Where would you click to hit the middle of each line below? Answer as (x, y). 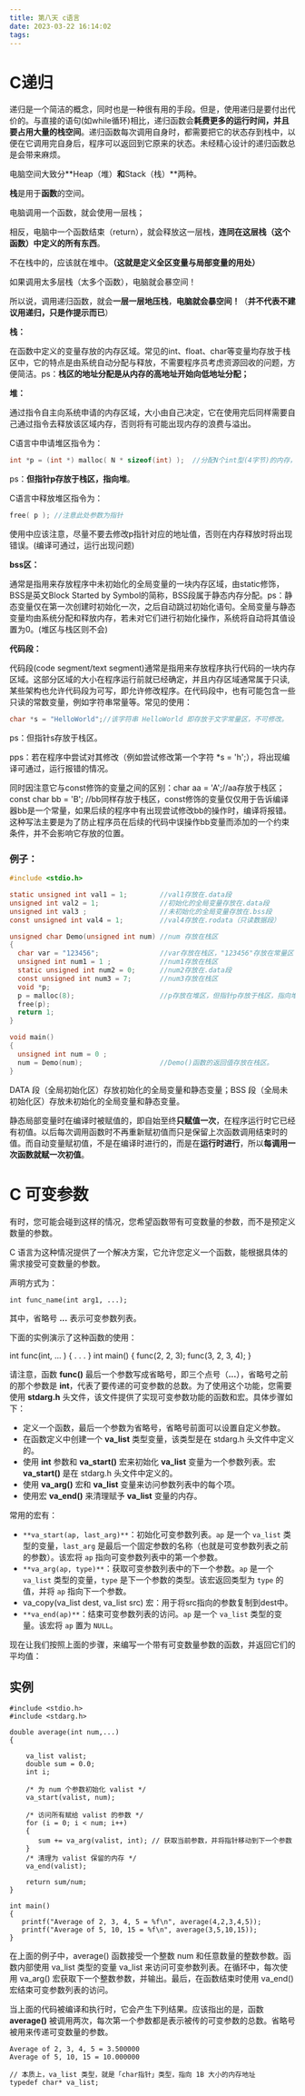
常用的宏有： (33, 1515)
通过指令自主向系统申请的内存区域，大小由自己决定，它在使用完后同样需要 (148, 412)
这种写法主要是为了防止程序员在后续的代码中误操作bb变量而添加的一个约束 (150, 821)
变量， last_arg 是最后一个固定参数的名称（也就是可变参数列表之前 (163, 1545)
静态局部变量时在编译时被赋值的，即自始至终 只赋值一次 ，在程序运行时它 (144, 1120)
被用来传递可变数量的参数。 (61, 2032)
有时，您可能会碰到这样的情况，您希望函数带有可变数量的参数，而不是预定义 (152, 1221)
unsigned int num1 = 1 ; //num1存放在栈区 (118, 962)
